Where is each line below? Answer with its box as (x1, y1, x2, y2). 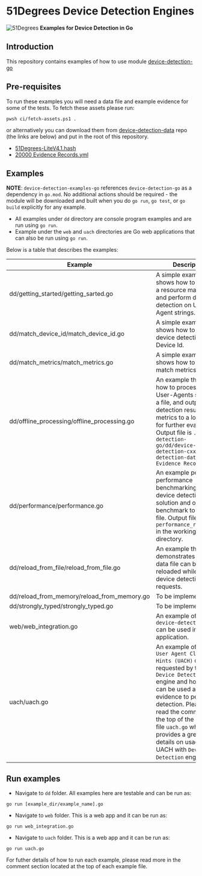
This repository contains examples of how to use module (6, 57, 147, 65)
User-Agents (156, 391, 194, 399)
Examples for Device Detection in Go (40, 24, 133, 31)
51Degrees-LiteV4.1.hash (14, 144, 76, 152)
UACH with (156, 746, 187, 754)
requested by (156, 664, 194, 673)
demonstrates (156, 552, 195, 561)
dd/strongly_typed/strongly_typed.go (9, 602, 114, 610)
